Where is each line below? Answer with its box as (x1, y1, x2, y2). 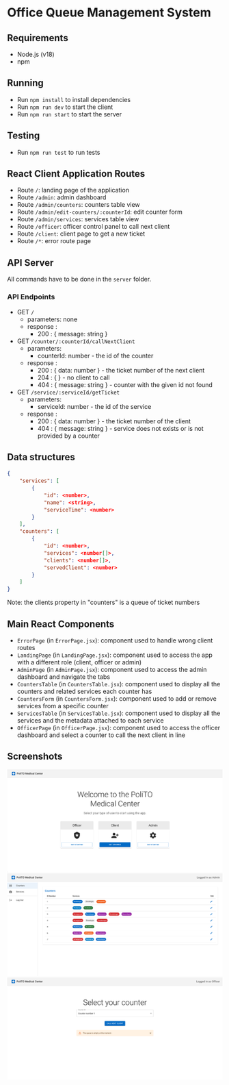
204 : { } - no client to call (37, 373, 110, 382)
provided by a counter (37, 432, 100, 440)
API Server (7, 257, 54, 269)
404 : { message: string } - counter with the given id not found (37, 380, 213, 388)
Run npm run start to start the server (16, 110, 122, 118)
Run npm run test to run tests (16, 148, 100, 156)
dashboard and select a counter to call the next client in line (16, 731, 186, 739)
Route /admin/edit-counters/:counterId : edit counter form (16, 208, 183, 216)
